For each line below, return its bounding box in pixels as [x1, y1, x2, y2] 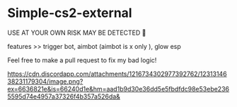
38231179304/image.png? [7, 77, 83, 86]
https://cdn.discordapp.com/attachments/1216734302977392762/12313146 [7, 69, 228, 78]
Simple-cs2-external [7, 5, 132, 21]
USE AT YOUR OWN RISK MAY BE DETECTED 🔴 [7, 28, 146, 37]
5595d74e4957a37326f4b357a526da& [7, 92, 120, 101]
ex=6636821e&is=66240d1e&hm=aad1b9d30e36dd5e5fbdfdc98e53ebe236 [7, 84, 230, 93]
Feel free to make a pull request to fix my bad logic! [7, 55, 157, 64]
